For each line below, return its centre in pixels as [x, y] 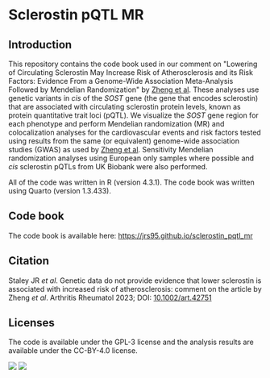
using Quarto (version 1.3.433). [60, 191]
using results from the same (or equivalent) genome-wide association [124, 141]
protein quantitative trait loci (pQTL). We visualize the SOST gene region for [134, 115]
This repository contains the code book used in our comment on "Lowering [133, 64]
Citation [29, 261]
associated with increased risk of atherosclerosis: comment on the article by [135, 289]
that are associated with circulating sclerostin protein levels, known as [125, 107]
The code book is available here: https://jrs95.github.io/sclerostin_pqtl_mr [131, 235]
